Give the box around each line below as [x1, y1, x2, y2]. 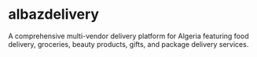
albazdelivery [8, 5, 100, 23]
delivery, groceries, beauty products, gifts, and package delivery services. [8, 39, 249, 48]
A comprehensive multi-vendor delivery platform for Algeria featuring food [8, 31, 249, 41]
